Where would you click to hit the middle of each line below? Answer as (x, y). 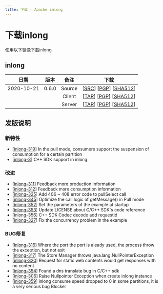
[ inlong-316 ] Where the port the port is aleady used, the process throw (83, 245)
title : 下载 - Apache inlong (34, 10)
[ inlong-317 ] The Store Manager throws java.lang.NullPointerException (83, 255)
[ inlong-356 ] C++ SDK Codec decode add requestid (65, 215)
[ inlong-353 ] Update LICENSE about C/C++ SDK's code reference (79, 210)
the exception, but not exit (38, 250)
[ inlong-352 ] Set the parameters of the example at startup (71, 205)
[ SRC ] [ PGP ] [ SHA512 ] (109, 88)
